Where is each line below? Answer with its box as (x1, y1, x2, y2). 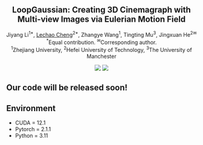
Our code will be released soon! (6, 83, 128, 93)
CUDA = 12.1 (14, 119, 46, 126)
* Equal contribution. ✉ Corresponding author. (46, 37, 157, 46)
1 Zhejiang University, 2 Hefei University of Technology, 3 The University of (11, 45, 192, 53)
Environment (6, 103, 56, 114)
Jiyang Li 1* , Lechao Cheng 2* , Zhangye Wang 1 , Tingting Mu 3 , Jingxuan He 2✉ (6, 30, 197, 39)
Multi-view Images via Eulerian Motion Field (17, 14, 186, 25)
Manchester (86, 53, 117, 60)
